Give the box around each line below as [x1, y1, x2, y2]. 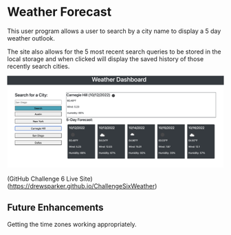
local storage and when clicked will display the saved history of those [7, 54, 204, 63]
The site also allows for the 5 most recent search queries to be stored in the [7, 47, 221, 56]
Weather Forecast [7, 4, 112, 20]
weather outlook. [7, 34, 55, 42]
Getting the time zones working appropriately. [7, 220, 137, 228]
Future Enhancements [7, 202, 104, 214]
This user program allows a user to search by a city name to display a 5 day [7, 27, 221, 35]
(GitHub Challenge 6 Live [7, 175, 78, 183]
